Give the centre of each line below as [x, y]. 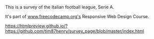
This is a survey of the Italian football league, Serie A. [60, 7]
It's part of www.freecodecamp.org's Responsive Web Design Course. [77, 16]
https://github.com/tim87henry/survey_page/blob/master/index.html [75, 31]
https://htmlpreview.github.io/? [37, 26]
